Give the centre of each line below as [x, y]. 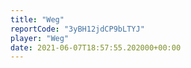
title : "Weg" [37, 19]
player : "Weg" [40, 38]
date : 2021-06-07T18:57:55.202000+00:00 [96, 47]
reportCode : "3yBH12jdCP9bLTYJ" [77, 29]
